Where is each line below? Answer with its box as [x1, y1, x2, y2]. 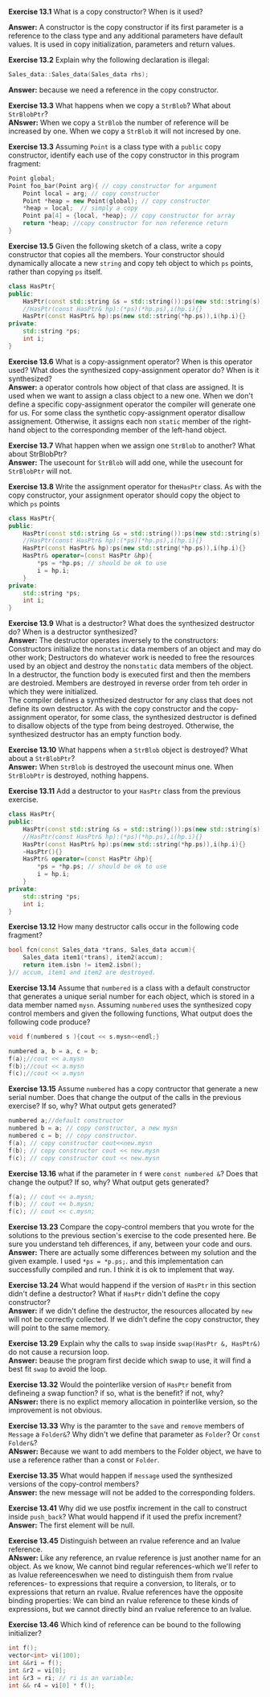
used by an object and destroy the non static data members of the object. [8, 661, 254, 671]
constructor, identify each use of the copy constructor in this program [8, 150, 239, 160]
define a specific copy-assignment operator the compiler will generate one [8, 399, 256, 409]
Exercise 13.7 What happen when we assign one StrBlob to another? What [8, 440, 256, 450]
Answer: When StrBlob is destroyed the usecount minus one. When [8, 763, 234, 772]
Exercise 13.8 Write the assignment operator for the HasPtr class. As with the [8, 481, 262, 491]
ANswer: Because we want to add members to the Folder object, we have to [8, 1446, 262, 1457]
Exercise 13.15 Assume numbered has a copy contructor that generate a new [8, 1084, 259, 1094]
